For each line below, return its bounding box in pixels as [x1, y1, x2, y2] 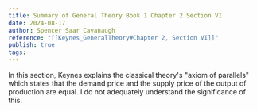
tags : [8, 48, 26, 56]
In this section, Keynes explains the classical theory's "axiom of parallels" [8, 71, 249, 79]
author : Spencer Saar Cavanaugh [8, 26, 115, 34]
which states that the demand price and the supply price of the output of [8, 78, 247, 88]
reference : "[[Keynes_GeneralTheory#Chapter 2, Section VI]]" [8, 33, 219, 42]
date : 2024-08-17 [8, 19, 66, 27]
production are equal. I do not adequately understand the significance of [8, 87, 247, 96]
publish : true [8, 41, 56, 49]
